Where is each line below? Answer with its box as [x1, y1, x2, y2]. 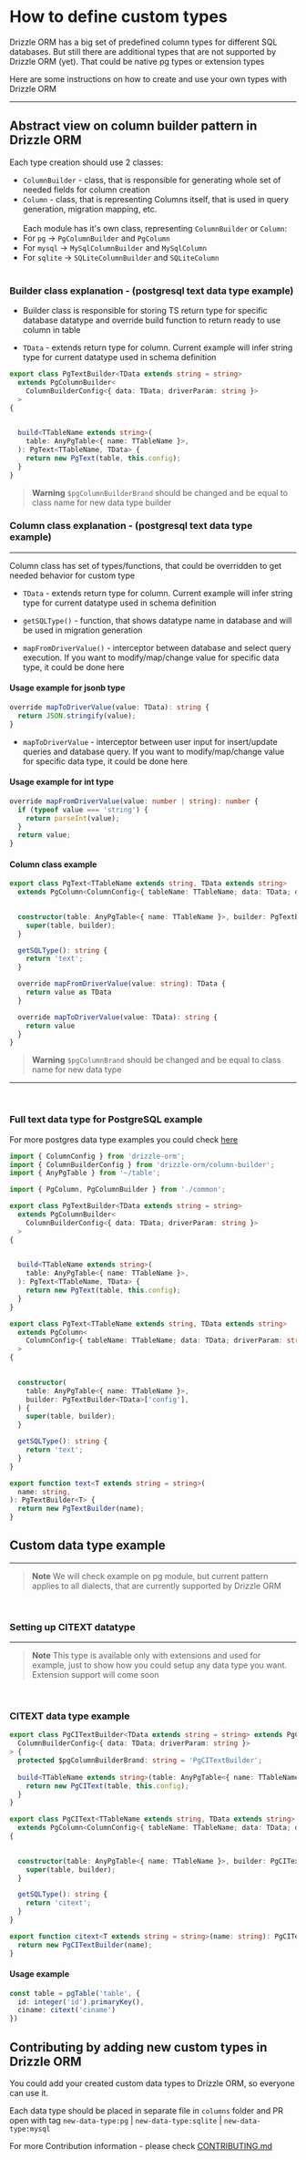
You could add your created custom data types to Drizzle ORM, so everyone [9, 2078, 295, 2089]
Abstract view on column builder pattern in [9, 119, 258, 134]
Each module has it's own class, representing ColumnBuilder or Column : [22, 222, 288, 233]
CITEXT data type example [9, 1710, 130, 1722]
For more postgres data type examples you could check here [9, 1133, 239, 1145]
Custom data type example [9, 1538, 166, 1554]
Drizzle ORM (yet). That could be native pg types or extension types [9, 56, 265, 67]
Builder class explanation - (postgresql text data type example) [9, 284, 294, 297]
